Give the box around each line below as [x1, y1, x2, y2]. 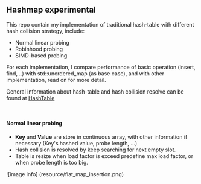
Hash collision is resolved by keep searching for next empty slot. [14, 146, 176, 153]
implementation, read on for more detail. [6, 76, 107, 83]
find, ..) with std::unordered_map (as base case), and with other [6, 69, 165, 77]
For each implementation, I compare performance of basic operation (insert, [6, 63, 196, 71]
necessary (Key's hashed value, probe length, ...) [14, 140, 138, 147]
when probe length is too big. [14, 159, 89, 167]
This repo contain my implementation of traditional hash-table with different [6, 21, 194, 28]
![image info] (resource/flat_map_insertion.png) [6, 171, 124, 178]
